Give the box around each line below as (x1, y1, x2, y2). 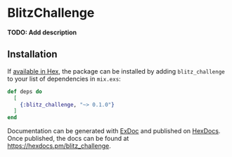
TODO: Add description (7, 28, 77, 36)
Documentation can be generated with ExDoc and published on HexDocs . (7, 127, 221, 135)
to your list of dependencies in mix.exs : (7, 74, 121, 83)
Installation (7, 48, 58, 60)
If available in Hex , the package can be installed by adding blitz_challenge (7, 67, 225, 75)
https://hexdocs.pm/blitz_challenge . (7, 142, 111, 150)
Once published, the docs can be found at (7, 135, 129, 143)
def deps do (7, 88, 42, 95)
